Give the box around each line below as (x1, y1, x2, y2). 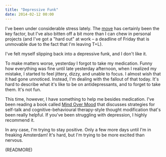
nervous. (5, 137, 23, 143)
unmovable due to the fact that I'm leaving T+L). (5, 41, 103, 47)
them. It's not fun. (5, 86, 41, 92)
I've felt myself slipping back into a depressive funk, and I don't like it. (5, 50, 147, 57)
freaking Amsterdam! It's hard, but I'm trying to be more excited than (5, 132, 145, 138)
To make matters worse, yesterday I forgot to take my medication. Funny (5, 60, 153, 66)
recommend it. (5, 117, 35, 123)
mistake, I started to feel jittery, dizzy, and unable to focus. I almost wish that (5, 71, 161, 77)
